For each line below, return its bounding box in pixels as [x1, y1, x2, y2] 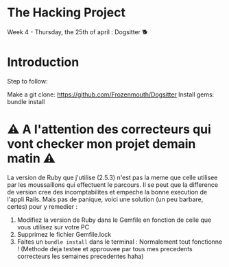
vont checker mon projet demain [7, 136, 196, 152]
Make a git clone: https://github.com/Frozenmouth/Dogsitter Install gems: [7, 90, 215, 99]
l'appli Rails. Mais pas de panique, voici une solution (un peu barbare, [7, 195, 204, 203]
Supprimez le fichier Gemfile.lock [16, 230, 112, 238]
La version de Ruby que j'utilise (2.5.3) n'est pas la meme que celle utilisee [7, 173, 218, 181]
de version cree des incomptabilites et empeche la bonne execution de [7, 188, 208, 196]
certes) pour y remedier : [7, 202, 77, 210]
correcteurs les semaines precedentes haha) [16, 252, 144, 260]
